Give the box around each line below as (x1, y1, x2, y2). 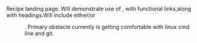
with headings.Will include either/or (6, 12, 96, 19)
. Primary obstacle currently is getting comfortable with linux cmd (24, 24, 190, 30)
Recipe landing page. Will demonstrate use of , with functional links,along (6, 5, 191, 12)
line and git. (24, 30, 54, 37)
